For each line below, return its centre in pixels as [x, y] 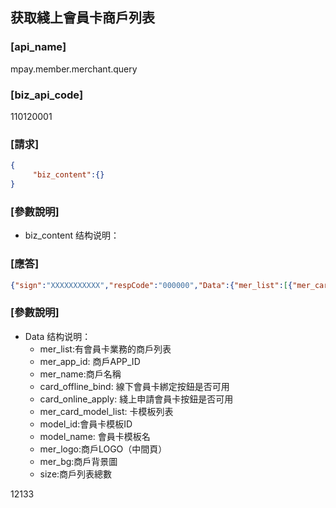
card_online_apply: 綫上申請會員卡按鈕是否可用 [136, 399]
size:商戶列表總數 [76, 474]
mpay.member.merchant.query [74, 69]
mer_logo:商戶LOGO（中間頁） [103, 449]
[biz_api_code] [47, 95]
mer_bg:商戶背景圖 [78, 461]
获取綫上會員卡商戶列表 [82, 18]
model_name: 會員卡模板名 [95, 436]
